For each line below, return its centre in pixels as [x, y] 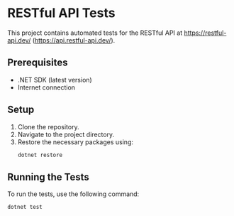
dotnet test [25, 207]
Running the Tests [49, 177]
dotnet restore [40, 155]
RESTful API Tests [61, 13]
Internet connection [46, 87]
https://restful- [205, 33]
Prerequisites [38, 63]
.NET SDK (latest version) [55, 80]
